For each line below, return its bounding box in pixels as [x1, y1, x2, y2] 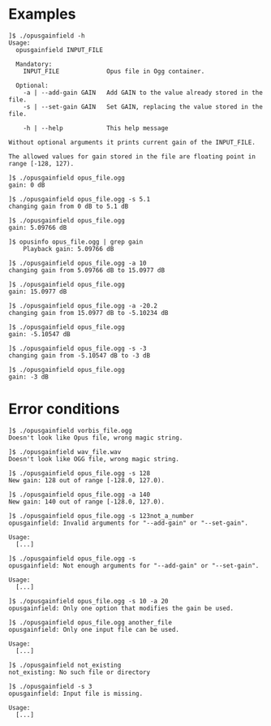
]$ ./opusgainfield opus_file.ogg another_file [8, 618, 173, 626]
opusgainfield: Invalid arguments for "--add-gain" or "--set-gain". [8, 519, 249, 527]
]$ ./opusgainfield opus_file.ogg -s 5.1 [8, 195, 151, 203]
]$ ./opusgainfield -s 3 [8, 682, 92, 690]
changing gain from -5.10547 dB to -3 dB [8, 351, 151, 360]
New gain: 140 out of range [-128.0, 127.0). [8, 497, 165, 506]
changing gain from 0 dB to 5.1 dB [8, 202, 129, 210]
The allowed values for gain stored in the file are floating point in [8, 152, 256, 161]
